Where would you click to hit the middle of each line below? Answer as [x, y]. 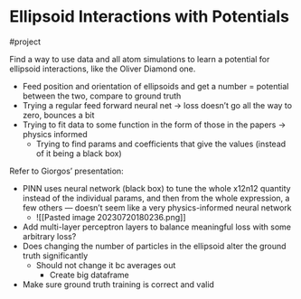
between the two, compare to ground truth [102, 96]
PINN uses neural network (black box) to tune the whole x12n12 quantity [156, 188]
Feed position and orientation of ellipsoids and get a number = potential [155, 86]
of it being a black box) [79, 153]
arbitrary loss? [49, 236]
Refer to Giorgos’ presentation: [66, 171]
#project [25, 42]
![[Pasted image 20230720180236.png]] [111, 217]
